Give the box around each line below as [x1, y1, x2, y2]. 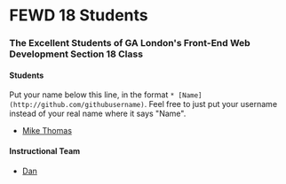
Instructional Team [9, 145, 81, 156]
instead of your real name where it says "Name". [9, 108, 187, 119]
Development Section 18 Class [9, 48, 144, 60]
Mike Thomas [21, 126, 73, 136]
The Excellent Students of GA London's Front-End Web [9, 37, 250, 50]
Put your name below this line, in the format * [9, 89, 175, 100]
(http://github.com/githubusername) [9, 101, 145, 110]
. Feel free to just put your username [144, 99, 278, 110]
